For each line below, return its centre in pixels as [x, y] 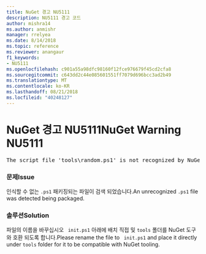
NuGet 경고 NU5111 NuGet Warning [94, 130]
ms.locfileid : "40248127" [39, 98]
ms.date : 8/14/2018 [31, 40]
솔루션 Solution [28, 215]
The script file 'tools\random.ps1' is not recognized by [95, 160]
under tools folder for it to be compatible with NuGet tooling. [83, 244]
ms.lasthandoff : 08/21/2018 [42, 92]
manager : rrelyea [29, 35]
